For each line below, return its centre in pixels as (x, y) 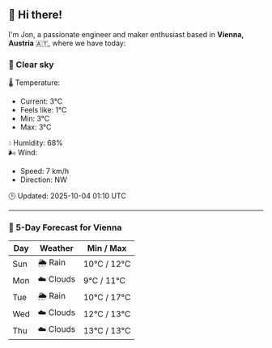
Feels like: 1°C (43, 110)
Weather (57, 248)
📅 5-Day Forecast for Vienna (65, 227)
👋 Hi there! (36, 15)
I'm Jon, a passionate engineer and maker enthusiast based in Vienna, (126, 34)
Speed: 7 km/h (45, 172)
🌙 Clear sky (31, 64)
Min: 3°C (35, 119)
